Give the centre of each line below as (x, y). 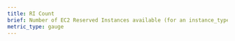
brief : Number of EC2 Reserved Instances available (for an (97, 20)
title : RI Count (31, 14)
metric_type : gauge (36, 26)
